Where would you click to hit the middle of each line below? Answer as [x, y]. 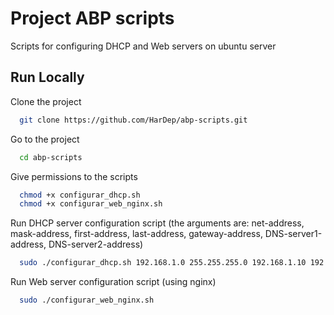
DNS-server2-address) [96, 244]
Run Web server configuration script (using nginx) [113, 282]
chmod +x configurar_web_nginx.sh [91, 204]
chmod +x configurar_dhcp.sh [80, 195]
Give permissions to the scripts [74, 176]
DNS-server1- [293, 234]
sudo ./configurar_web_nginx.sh [87, 300]
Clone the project [46, 101]
